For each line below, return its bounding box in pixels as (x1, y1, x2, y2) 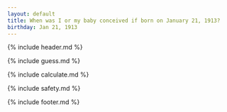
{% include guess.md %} (7, 57, 80, 65)
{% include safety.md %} (7, 84, 81, 93)
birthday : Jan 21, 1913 (7, 23, 78, 30)
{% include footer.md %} (7, 98, 80, 106)
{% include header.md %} (7, 43, 83, 52)
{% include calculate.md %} (7, 70, 89, 79)
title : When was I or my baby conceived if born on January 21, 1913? (7, 17, 221, 24)
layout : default (7, 10, 55, 18)
